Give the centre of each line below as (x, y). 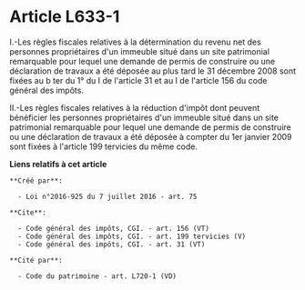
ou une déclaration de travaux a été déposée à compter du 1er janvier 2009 (151, 136)
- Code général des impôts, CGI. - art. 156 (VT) (113, 228)
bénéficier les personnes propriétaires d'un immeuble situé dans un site (144, 117)
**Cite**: (28, 212)
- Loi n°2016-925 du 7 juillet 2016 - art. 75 (107, 196)
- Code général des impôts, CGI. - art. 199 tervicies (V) (132, 236)
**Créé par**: (36, 180)
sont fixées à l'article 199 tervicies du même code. (104, 146)
